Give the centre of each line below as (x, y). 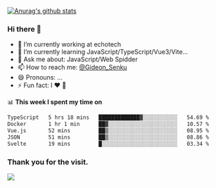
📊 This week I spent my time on (55, 102)
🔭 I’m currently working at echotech (69, 44)
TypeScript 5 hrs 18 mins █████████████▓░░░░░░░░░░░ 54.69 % (108, 118)
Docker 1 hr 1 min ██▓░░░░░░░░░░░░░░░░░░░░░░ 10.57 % (108, 124)
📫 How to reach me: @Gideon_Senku (72, 68)
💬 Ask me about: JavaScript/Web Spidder (78, 59)
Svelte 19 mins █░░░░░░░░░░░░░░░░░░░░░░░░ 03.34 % (108, 144)
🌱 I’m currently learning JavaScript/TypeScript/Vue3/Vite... (103, 52)
